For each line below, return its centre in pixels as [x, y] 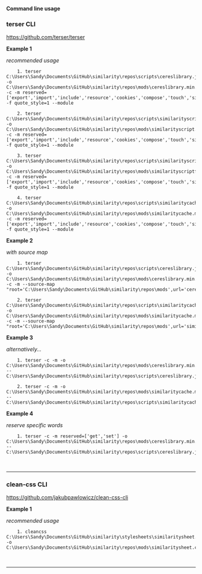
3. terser [29, 156]
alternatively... [24, 349]
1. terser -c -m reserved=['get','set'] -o [72, 436]
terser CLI [21, 24]
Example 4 [20, 413]
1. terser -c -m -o [41, 360]
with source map [27, 252]
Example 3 [20, 338]
